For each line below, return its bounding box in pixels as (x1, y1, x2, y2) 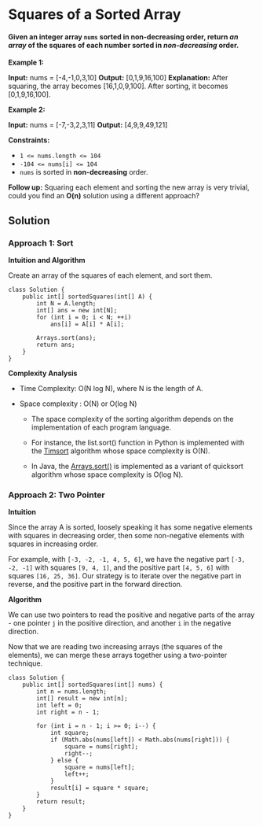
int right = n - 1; (36, 708, 100, 717)
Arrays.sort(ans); (36, 334, 97, 342)
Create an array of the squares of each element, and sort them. (8, 271, 213, 280)
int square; (49, 729, 89, 737)
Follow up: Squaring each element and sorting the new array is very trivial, (8, 183, 250, 192)
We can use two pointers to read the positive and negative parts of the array (8, 610, 255, 619)
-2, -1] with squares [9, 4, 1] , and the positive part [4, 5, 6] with (8, 563, 230, 572)
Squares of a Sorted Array (8, 6, 181, 24)
